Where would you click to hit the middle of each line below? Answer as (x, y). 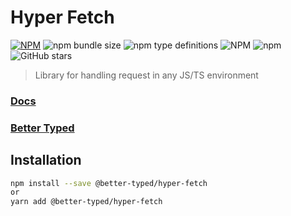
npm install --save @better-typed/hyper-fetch (109, 183)
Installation (46, 160)
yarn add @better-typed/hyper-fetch (86, 202)
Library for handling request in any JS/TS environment (146, 75)
